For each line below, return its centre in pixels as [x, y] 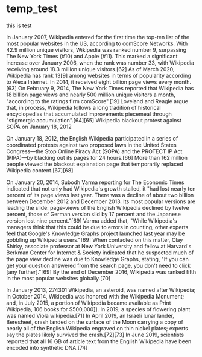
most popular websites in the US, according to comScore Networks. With [97, 43]
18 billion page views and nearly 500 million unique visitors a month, [91, 95]
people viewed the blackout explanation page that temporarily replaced [95, 164]
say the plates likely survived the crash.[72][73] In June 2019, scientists [95, 335]
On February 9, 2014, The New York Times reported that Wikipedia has [106, 88]
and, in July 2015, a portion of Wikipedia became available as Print [89, 303]
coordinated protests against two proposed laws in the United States [91, 145]
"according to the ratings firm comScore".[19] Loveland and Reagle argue [97, 101]
